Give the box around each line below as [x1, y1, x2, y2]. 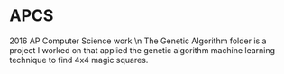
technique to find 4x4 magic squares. [9, 54, 149, 65]
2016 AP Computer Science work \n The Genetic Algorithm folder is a [9, 35, 267, 46]
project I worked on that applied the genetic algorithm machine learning [9, 44, 276, 55]
